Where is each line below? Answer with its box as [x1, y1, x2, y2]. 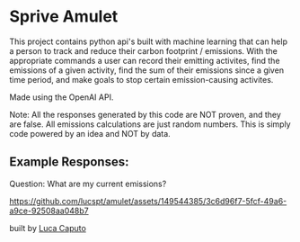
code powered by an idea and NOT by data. [9, 128, 171, 139]
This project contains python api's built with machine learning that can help [9, 36, 287, 47]
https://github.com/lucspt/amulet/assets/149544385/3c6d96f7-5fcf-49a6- [9, 195, 287, 206]
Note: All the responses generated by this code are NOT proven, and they [9, 109, 281, 120]
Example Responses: [9, 155, 129, 170]
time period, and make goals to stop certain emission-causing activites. [9, 74, 274, 85]
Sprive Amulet [9, 6, 119, 27]
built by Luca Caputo [9, 222, 87, 233]
